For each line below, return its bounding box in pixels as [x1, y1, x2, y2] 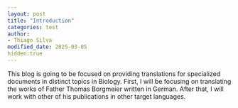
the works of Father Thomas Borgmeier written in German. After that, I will [7, 85, 224, 93]
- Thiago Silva [7, 37, 53, 44]
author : [7, 30, 31, 38]
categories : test [7, 23, 59, 31]
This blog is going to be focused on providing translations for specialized [7, 69, 221, 78]
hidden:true [7, 50, 43, 58]
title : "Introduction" [7, 17, 75, 24]
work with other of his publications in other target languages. [7, 92, 186, 100]
